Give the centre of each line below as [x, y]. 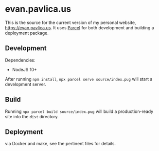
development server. [26, 84]
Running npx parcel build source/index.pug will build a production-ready [79, 111]
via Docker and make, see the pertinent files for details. [60, 144]
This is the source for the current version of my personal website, [71, 22]
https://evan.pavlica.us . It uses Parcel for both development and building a [79, 27]
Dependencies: [20, 60]
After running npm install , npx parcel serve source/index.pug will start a [79, 79]
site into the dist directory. [32, 116]
